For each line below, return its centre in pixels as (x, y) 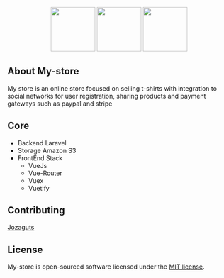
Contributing (36, 210)
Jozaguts (21, 228)
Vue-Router (45, 173)
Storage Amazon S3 (47, 150)
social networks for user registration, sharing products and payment (107, 96)
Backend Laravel (42, 143)
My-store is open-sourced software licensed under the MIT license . (106, 267)
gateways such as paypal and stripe (60, 104)
